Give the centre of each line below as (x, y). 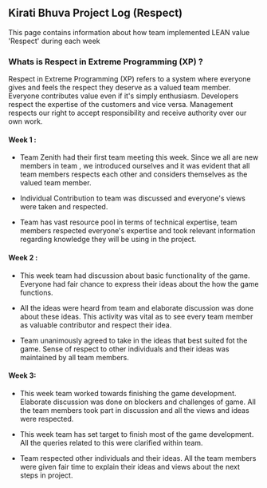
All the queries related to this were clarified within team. (111, 442)
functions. (36, 292)
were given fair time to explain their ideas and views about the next (130, 466)
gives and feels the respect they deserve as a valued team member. (120, 88)
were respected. (47, 419)
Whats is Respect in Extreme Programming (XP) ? (106, 61)
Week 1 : (22, 140)
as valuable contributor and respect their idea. (96, 325)
